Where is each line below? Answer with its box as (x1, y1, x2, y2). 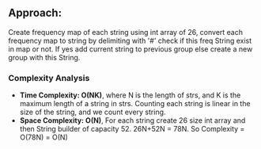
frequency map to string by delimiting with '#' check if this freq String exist (8, 36, 252, 45)
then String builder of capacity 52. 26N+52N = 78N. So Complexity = (19, 124, 245, 134)
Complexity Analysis (8, 72, 90, 83)
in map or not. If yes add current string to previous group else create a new (8, 44, 253, 54)
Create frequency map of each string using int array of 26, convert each (8, 27, 244, 36)
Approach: (8, 6, 62, 20)
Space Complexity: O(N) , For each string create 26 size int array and (19, 116, 246, 125)
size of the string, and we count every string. (19, 107, 166, 117)
